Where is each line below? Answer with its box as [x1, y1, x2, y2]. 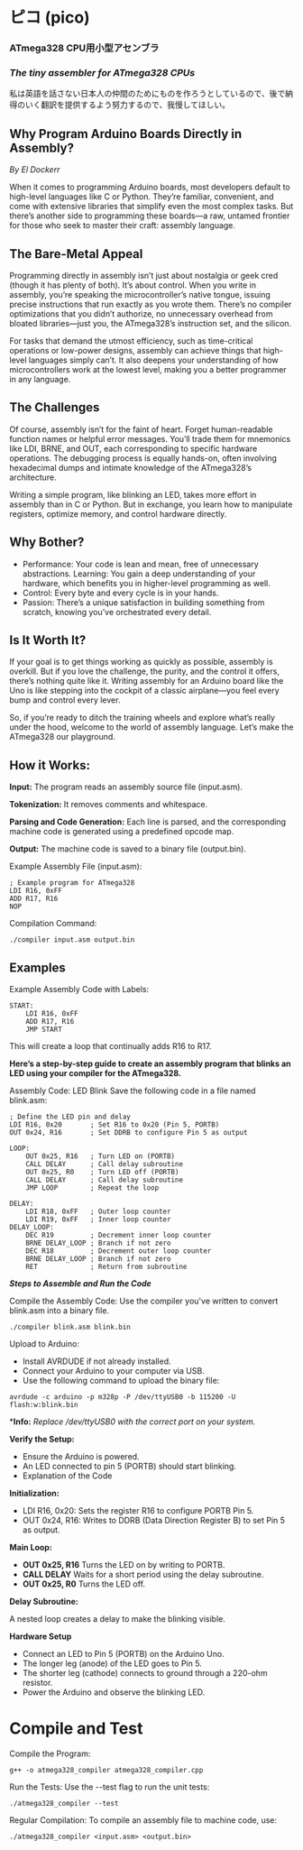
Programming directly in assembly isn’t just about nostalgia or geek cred [9, 271, 279, 281]
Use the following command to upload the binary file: [22, 1376, 220, 1386]
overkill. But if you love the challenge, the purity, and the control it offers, [9, 666, 280, 676]
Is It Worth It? [9, 632, 87, 649]
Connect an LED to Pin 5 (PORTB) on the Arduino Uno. [22, 1649, 225, 1660]
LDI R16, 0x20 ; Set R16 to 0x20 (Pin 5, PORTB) [9, 1120, 220, 1129]
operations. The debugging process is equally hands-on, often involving [9, 452, 278, 464]
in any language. [9, 374, 71, 385]
